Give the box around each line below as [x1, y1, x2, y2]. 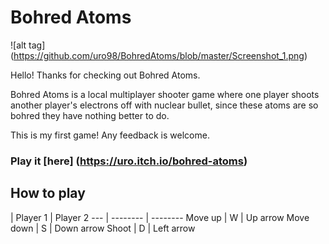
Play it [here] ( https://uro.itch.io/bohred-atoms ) [10, 154, 248, 168]
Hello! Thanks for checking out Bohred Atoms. [10, 69, 201, 81]
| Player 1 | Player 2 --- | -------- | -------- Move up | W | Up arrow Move [10, 211, 310, 223]
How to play [10, 185, 86, 202]
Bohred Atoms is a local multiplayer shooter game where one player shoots [10, 88, 320, 100]
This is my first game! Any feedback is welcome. [10, 129, 210, 141]
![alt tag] [10, 39, 46, 51]
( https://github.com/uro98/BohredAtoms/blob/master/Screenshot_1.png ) [10, 49, 308, 61]
